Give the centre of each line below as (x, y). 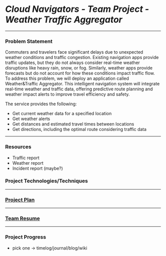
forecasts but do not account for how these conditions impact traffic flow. (80, 73)
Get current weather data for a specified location (62, 114)
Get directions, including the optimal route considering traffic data (79, 129)
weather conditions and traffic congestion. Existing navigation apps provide (82, 58)
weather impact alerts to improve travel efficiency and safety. (67, 94)
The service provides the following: (41, 104)
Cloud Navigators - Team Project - (77, 9)
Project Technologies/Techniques (46, 181)
